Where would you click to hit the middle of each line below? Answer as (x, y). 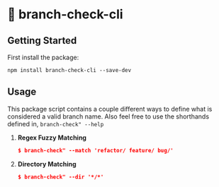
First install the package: (43, 57)
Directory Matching (47, 164)
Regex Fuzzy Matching (52, 138)
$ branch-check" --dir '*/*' (61, 177)
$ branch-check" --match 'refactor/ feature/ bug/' (95, 150)
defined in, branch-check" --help (56, 123)
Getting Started (42, 41)
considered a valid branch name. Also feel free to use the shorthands (108, 116)
